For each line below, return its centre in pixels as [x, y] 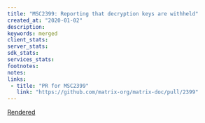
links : [17, 79]
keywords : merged [33, 33]
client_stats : [28, 40]
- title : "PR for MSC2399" [50, 86]
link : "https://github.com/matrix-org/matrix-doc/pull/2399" [107, 92]
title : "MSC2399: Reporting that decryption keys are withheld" [103, 14]
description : [26, 27]
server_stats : [28, 46]
